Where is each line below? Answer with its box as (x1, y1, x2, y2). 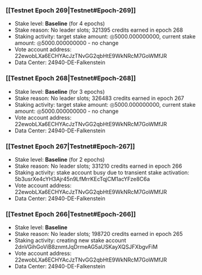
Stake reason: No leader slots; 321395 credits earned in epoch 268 (14, 26, 184, 34)
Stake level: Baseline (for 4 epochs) (14, 20, 105, 27)
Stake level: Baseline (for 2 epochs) (14, 155, 105, 163)
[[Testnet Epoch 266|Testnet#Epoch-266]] (5, 210, 136, 218)
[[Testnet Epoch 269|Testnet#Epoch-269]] (5, 6, 136, 15)
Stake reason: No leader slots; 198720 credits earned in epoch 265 (14, 230, 183, 238)
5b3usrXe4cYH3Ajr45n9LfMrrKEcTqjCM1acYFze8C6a (14, 175, 150, 182)
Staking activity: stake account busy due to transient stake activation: (14, 168, 190, 176)
